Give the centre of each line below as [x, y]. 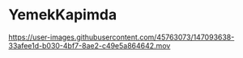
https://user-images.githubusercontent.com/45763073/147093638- [122, 37]
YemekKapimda [63, 15]
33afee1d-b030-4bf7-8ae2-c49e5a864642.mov [90, 45]
